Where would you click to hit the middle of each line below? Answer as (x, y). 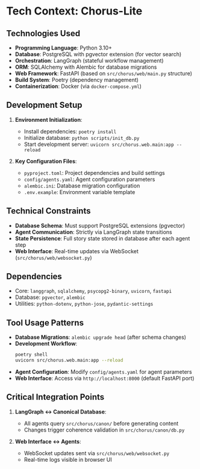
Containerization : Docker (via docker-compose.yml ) (78, 86)
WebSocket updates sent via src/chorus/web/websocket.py (97, 453)
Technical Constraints (48, 211)
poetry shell (31, 355)
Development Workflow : (46, 344)
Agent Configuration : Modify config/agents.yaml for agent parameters (103, 372)
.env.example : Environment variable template (80, 192)
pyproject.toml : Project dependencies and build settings (94, 172)
